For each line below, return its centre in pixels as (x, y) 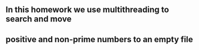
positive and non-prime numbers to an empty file (99, 39)
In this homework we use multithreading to (87, 10)
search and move (38, 19)
